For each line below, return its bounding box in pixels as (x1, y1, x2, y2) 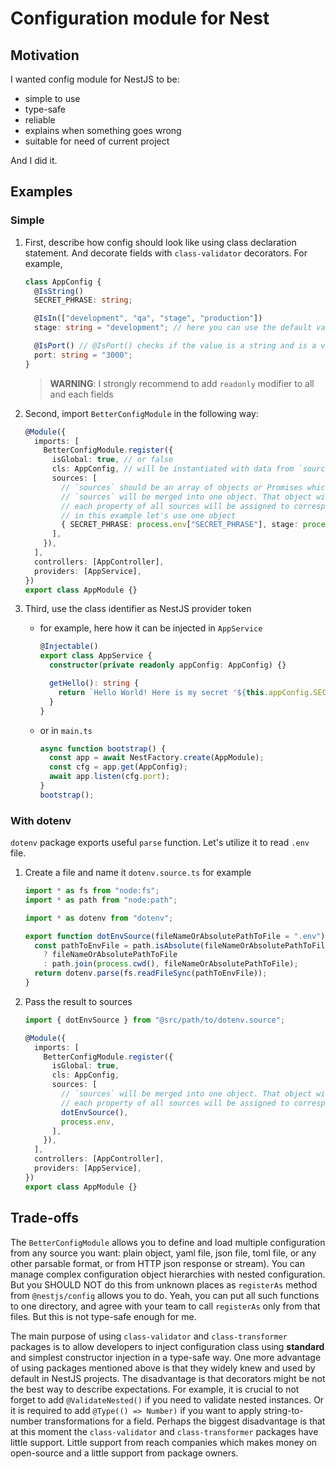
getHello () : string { (48, 678, 140, 689)
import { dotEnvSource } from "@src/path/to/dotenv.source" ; (24, 1015, 286, 1025)
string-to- (263, 1404, 304, 1416)
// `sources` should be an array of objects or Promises (61, 482, 303, 492)
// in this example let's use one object (61, 510, 237, 521)
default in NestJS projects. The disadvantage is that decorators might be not (10, 1372, 326, 1384)
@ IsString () (34, 286, 84, 296)
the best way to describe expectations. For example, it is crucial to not (10, 1383, 300, 1395)
